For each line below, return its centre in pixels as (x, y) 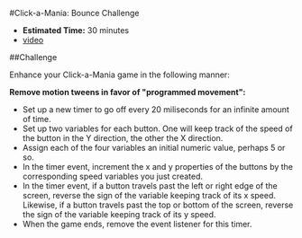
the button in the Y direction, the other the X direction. (123, 138)
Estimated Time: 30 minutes (75, 30)
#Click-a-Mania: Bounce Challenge (74, 13)
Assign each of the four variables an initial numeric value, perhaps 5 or (154, 148)
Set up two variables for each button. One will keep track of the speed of (157, 128)
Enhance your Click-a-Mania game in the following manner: (119, 75)
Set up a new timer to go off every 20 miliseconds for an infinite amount (156, 110)
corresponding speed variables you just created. (113, 176)
